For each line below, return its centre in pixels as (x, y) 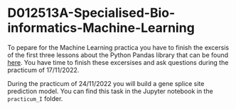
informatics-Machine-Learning (101, 28)
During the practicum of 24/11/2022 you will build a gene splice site (106, 83)
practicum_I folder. (35, 98)
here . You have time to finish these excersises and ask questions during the (118, 62)
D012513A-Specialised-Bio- (91, 13)
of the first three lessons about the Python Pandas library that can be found (118, 55)
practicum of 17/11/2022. (43, 70)
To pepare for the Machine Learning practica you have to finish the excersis (118, 47)
